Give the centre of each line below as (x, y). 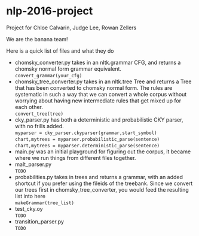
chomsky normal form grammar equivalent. (68, 69)
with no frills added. (39, 126)
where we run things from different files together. (75, 158)
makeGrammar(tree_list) (45, 203)
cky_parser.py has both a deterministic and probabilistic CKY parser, (99, 119)
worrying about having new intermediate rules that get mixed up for (98, 101)
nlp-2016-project (50, 11)
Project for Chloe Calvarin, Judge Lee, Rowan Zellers (71, 28)
